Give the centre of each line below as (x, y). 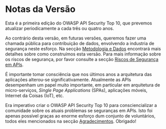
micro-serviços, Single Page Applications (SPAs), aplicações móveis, (76, 90)
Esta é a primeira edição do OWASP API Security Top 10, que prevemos (79, 23)
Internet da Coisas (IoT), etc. (34, 95)
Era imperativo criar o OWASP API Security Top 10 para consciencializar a (81, 105)
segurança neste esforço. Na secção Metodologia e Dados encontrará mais (83, 48)
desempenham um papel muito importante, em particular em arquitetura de (83, 85)
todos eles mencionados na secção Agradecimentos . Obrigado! (71, 121)
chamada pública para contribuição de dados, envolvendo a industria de (80, 43)
